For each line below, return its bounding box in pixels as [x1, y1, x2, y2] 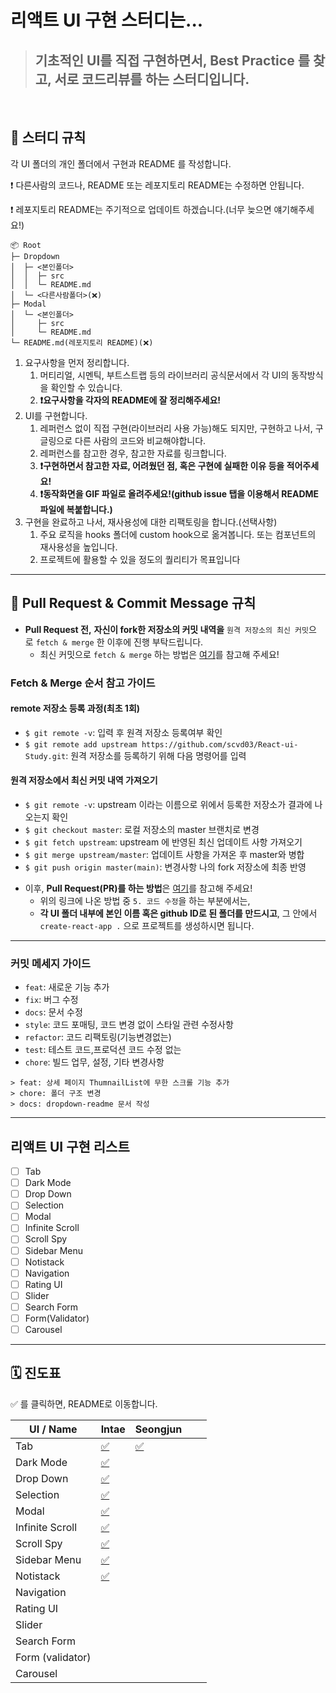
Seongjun [134, 1422, 183, 1436]
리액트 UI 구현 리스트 [10, 1138, 130, 1155]
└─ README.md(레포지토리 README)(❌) [10, 337, 154, 348]
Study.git [24, 751, 67, 761]
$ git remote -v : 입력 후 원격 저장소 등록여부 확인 [24, 726, 223, 738]
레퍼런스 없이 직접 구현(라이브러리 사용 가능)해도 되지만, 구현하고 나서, [39, 422, 313, 434]
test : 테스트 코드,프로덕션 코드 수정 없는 [24, 1044, 182, 1056]
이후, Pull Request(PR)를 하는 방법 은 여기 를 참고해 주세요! [24, 882, 253, 894]
